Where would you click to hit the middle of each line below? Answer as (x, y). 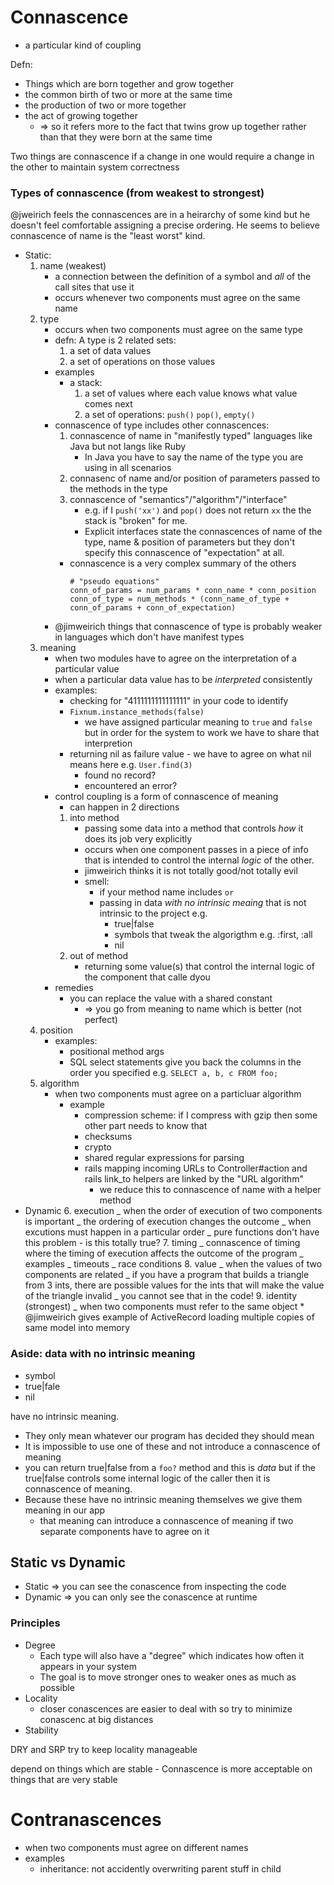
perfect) (101, 1020)
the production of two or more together (105, 105)
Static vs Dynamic (68, 1562)
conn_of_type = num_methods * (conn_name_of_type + (179, 599)
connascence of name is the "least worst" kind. (108, 236)
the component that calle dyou (147, 977)
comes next (108, 404)
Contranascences (86, 1819)
